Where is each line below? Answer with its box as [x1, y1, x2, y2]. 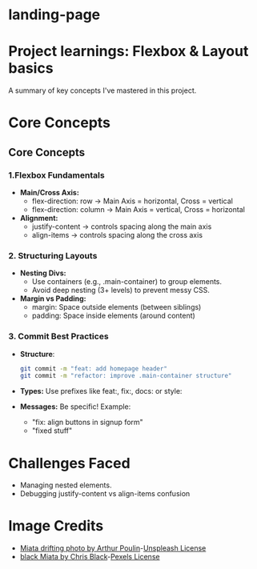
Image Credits [8, 517, 104, 535]
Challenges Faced [8, 454, 131, 472]
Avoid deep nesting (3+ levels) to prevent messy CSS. [31, 286, 211, 295]
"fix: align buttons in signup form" [31, 418, 144, 427]
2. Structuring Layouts [8, 250, 98, 261]
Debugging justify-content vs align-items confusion [19, 489, 191, 499]
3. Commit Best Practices [8, 331, 110, 342]
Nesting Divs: [19, 268, 66, 278]
